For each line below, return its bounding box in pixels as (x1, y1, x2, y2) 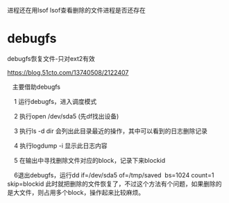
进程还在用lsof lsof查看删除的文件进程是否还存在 (7, 6, 146, 14)
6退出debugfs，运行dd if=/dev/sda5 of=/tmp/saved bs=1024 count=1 (13, 170, 214, 179)
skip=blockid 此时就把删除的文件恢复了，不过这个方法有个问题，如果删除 (7, 179, 217, 188)
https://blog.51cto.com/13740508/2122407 (7, 68, 129, 76)
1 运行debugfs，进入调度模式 (13, 97, 97, 105)
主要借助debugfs (12, 82, 61, 91)
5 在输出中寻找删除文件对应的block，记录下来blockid (13, 156, 166, 164)
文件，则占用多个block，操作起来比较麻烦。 (19, 188, 145, 196)
